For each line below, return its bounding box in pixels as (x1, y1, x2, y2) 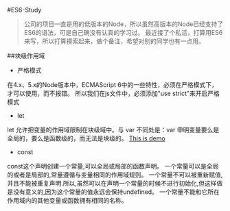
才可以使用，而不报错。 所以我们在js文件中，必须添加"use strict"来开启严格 (7, 89, 220, 97)
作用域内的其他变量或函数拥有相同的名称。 (7, 197, 128, 204)
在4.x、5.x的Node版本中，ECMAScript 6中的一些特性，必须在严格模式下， (7, 81, 218, 88)
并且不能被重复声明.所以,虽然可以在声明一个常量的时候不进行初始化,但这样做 (7, 179, 223, 187)
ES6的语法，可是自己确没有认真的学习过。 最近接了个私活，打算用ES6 (23, 29, 223, 36)
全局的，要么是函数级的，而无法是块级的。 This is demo (7, 134, 166, 142)
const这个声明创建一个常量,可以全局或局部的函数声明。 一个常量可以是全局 (7, 162, 219, 170)
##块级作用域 (7, 51, 45, 60)
